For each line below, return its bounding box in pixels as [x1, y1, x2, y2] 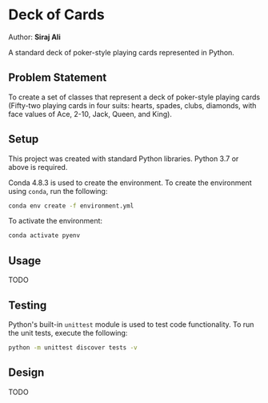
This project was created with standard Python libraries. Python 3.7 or [8, 154, 239, 163]
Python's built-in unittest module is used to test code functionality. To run [8, 319, 254, 329]
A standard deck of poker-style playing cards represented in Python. [8, 47, 234, 57]
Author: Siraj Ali [8, 32, 62, 42]
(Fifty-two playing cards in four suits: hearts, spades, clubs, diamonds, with [8, 100, 257, 110]
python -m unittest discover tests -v [8, 343, 138, 352]
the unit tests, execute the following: [8, 328, 128, 337]
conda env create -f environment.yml [8, 202, 134, 210]
